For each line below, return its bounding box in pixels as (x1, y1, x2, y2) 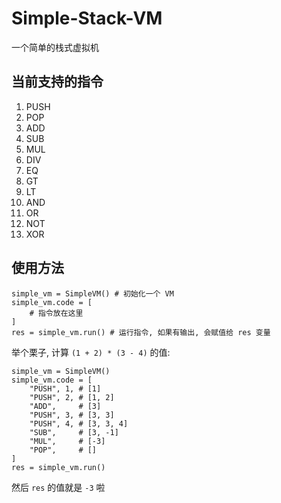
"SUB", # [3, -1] (29, 427, 119, 437)
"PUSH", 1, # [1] (29, 383, 102, 394)
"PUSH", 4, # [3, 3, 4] (29, 418, 129, 429)
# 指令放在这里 (29, 308, 84, 318)
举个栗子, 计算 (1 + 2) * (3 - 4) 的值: (11, 346, 171, 358)
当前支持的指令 (11, 73, 104, 91)
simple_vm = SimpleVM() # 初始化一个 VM (11, 288, 174, 299)
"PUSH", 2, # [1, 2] (29, 392, 115, 402)
